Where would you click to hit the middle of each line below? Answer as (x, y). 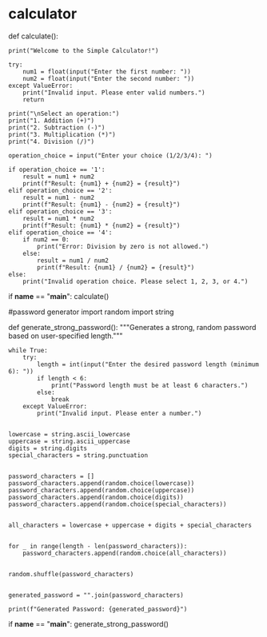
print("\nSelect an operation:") (64, 113)
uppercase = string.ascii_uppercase (69, 441)
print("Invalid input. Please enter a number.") (120, 413)
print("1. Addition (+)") (51, 121)
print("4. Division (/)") (51, 141)
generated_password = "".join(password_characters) (96, 595)
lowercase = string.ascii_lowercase (69, 434)
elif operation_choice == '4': (60, 233)
